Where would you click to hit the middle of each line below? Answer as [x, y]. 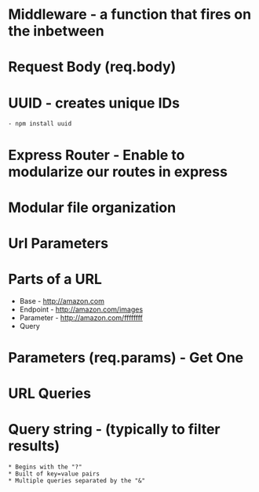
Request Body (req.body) [92, 67]
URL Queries [50, 394]
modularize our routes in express [118, 171]
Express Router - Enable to [97, 155]
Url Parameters [58, 243]
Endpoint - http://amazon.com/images [81, 309]
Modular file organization [92, 208]
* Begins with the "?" [45, 467]
